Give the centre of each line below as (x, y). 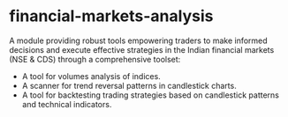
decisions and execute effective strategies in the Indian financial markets (142, 49)
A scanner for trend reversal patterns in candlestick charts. (129, 85)
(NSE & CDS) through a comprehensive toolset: (95, 59)
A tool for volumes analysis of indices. (91, 76)
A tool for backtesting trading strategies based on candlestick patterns (151, 95)
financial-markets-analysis (111, 16)
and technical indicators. (67, 104)
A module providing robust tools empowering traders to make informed (138, 40)
